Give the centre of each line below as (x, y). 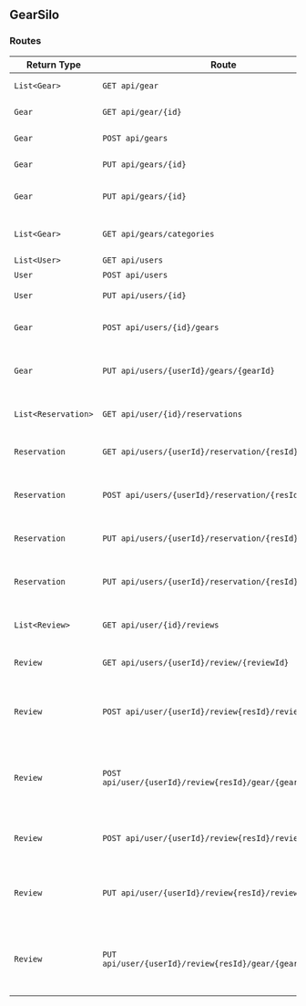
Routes (25, 41)
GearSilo (35, 15)
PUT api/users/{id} (144, 295)
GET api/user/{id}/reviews (161, 625)
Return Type (54, 65)
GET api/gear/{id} (142, 112)
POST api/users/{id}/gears (161, 327)
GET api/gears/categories (158, 233)
